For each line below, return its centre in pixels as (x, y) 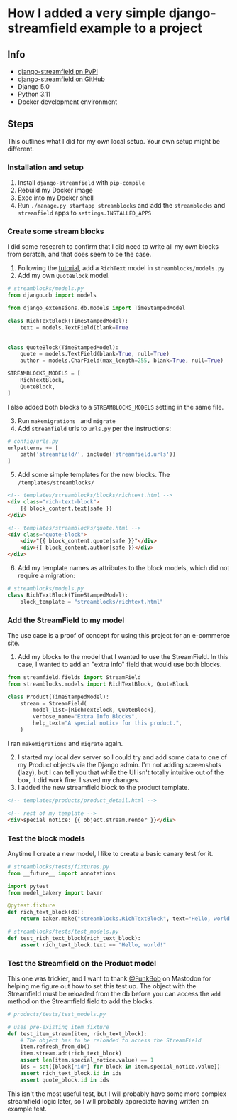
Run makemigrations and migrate (66, 420)
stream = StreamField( (54, 703)
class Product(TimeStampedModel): (59, 697)
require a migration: (46, 576)
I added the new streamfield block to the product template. (104, 787)
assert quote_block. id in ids (65, 1080)
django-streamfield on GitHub (61, 79)
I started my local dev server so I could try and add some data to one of (122, 757)
